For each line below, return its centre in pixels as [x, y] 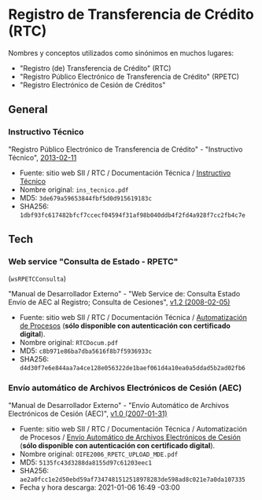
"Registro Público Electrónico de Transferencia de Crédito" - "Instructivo [125, 149]
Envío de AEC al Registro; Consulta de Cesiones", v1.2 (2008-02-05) [119, 302]
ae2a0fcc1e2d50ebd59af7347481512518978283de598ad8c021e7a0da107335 [132, 480]
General [28, 110]
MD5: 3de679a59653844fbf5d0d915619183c [85, 197]
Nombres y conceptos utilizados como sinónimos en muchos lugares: [121, 53]
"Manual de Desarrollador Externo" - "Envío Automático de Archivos [119, 405]
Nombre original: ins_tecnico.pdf [74, 189]
